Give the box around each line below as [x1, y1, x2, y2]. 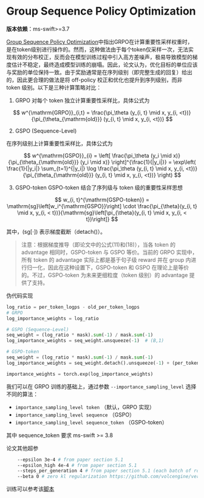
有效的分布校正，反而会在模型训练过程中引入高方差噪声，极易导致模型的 [11, 53, 192, 60]
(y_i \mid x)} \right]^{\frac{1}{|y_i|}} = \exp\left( [80, 158, 196, 166]
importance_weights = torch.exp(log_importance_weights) [6, 371, 154, 377]
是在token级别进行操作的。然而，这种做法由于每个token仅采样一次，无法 [6, 46, 189, 53]
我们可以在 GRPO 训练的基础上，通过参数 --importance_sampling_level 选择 [6, 382, 197, 390]
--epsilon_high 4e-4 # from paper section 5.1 [17, 462, 137, 468]
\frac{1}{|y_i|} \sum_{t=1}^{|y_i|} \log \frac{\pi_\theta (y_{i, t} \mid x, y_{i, [6, 164, 185, 172]
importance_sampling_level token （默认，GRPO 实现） [15, 403, 155, 410]
